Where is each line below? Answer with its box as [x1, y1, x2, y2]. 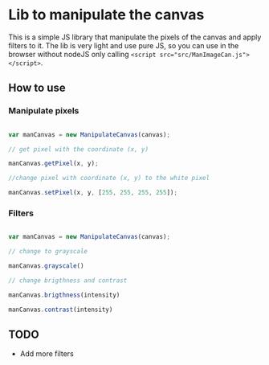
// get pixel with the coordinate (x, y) [8, 145, 149, 154]
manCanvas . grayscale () [8, 262, 84, 270]
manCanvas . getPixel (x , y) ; [8, 159, 99, 168]
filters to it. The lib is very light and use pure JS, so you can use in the [8, 40, 239, 50]
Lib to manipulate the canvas [8, 6, 205, 24]
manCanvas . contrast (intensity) [8, 306, 113, 314]
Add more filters [19, 349, 74, 359]
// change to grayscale [8, 248, 88, 256]
